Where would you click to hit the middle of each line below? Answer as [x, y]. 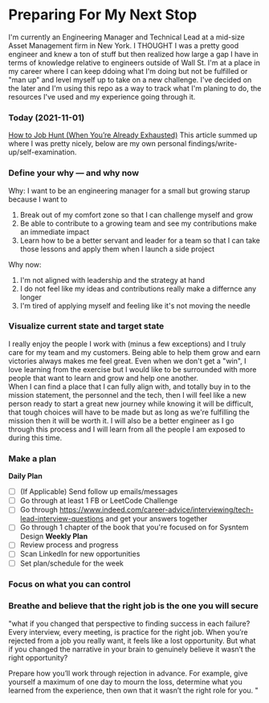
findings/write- [213, 144]
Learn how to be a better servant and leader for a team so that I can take [140, 240]
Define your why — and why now [73, 173]
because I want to [38, 199]
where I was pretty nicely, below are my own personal [98, 144]
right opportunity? [38, 657]
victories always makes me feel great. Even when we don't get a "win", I [127, 361]
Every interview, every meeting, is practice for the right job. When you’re [128, 631]
